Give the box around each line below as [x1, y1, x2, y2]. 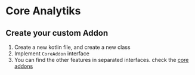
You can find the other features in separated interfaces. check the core [14, 57, 189, 63]
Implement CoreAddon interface [14, 50, 90, 57]
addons [14, 62, 33, 70]
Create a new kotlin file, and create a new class [14, 43, 131, 51]
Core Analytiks [5, 4, 81, 18]
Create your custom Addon [5, 28, 109, 38]
